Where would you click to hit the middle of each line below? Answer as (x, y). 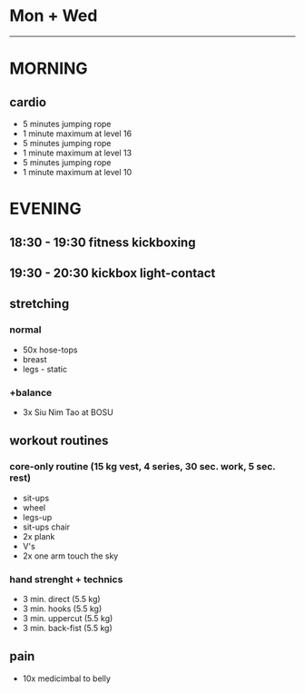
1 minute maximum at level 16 (77, 134)
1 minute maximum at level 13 (77, 153)
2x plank (39, 536)
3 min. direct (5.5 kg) (62, 599)
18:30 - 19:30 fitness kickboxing (103, 242)
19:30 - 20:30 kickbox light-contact (113, 273)
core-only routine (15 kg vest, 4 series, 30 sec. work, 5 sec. (143, 467)
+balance (31, 392)
